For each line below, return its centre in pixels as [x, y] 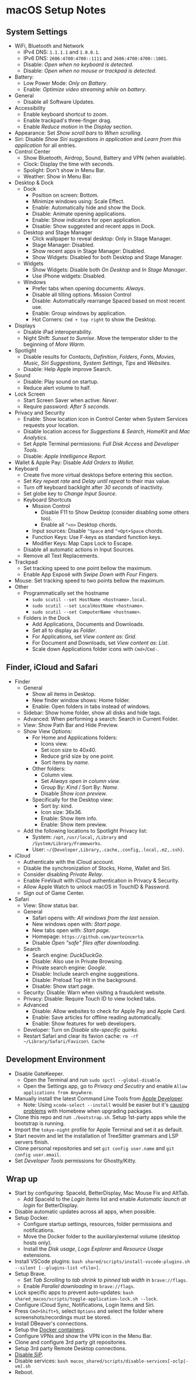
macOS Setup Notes [56, 10]
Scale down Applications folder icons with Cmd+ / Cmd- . [95, 649]
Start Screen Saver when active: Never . [71, 400]
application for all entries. [45, 145]
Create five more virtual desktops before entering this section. [98, 475]
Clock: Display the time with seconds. [68, 164]
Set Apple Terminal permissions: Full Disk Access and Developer [101, 444]
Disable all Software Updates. [59, 102]
